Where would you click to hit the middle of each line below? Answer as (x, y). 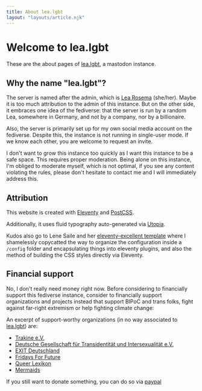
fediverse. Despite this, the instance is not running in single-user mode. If (97, 135)
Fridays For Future (38, 357)
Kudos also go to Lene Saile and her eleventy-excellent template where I (96, 236)
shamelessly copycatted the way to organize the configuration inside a (94, 242)
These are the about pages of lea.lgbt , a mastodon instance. (81, 64)
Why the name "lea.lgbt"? (56, 83)
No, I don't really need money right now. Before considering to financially (97, 288)
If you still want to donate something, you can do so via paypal (84, 381)
